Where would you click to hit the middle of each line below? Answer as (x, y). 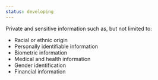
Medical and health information (52, 59)
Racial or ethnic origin (41, 40)
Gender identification (40, 65)
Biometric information (41, 52)
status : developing (30, 12)
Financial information (40, 71)
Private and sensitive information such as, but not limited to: (79, 28)
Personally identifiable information (56, 46)
